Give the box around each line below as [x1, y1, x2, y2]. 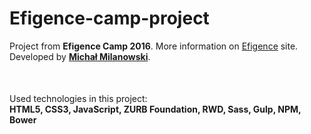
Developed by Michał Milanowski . [9, 50, 151, 62]
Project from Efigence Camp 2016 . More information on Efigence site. [9, 40, 299, 52]
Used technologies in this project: [9, 92, 148, 104]
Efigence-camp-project [9, 7, 210, 30]
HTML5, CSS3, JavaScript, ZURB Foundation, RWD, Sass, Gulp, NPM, [9, 103, 302, 115]
